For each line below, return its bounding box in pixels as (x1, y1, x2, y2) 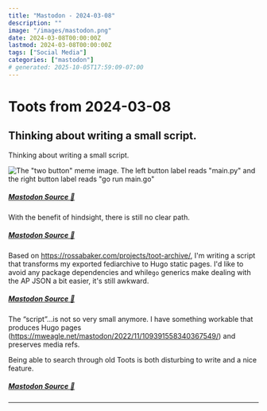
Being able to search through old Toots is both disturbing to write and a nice (8, 355, 257, 364)
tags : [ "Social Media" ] (8, 48, 87, 56)
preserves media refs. (8, 339, 80, 349)
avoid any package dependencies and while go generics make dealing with (8, 267, 252, 277)
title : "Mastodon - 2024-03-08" (8, 11, 115, 20)
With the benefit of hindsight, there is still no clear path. (8, 212, 191, 222)
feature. (8, 363, 34, 373)
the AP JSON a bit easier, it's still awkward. (8, 276, 149, 285)
